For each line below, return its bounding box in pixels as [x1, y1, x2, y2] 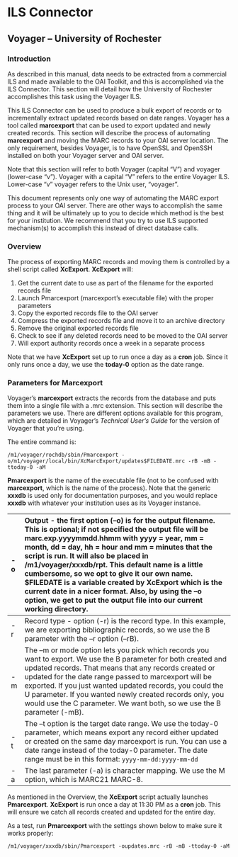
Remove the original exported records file [17, 324, 140, 333]
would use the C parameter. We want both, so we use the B [24, 698, 222, 708]
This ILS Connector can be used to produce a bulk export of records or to [7, 106, 222, 114]
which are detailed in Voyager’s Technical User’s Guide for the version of [7, 416, 220, 425]
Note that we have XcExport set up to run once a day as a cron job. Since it [7, 353, 228, 361]
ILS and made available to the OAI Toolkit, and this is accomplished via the [7, 77, 225, 86]
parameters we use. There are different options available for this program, [7, 409, 223, 418]
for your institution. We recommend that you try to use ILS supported [7, 216, 208, 225]
